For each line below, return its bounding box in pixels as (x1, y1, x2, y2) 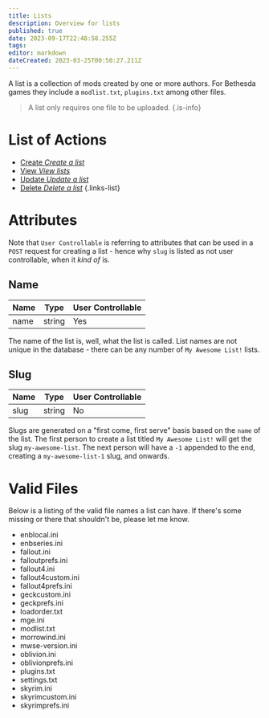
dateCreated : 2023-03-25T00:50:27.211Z (8, 57, 142, 65)
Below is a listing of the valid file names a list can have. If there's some (8, 506, 243, 516)
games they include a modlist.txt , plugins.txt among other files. (8, 87, 226, 96)
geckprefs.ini (19, 598, 64, 608)
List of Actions (8, 131, 107, 149)
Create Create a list (19, 157, 85, 167)
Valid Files (8, 479, 79, 498)
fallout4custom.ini (19, 573, 80, 582)
